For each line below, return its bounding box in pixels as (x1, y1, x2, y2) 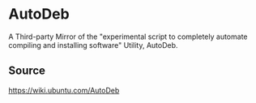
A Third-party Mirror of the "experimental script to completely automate (8, 32, 248, 41)
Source (8, 64, 46, 78)
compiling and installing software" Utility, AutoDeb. (8, 40, 178, 49)
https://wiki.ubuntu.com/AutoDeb (8, 85, 120, 95)
